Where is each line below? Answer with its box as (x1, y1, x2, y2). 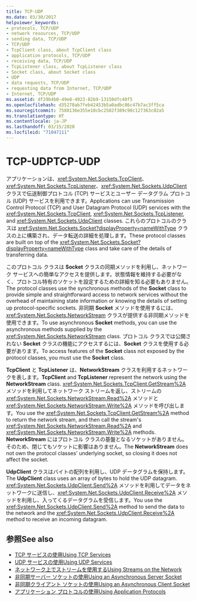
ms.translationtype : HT (6, 113, 65, 119)
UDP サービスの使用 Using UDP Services (14, 558, 113, 566)
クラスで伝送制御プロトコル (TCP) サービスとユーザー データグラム (6, 190, 169, 197)
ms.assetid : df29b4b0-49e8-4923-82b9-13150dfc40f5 (6, 96, 133, 102)
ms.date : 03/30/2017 (6, 14, 57, 20)
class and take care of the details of (85, 244, 172, 251)
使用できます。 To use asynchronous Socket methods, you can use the (6, 319, 178, 326)
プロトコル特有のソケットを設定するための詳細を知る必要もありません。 (16, 278, 192, 285)
